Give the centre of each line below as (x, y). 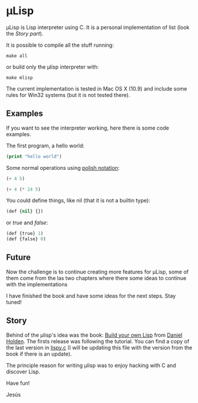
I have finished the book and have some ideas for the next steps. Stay (91, 296)
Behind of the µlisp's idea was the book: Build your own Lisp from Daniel (94, 335)
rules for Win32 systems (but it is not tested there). (68, 95)
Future (19, 258)
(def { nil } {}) (25, 211)
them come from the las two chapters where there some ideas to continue (96, 278)
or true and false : (27, 223)
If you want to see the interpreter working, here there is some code (88, 128)
